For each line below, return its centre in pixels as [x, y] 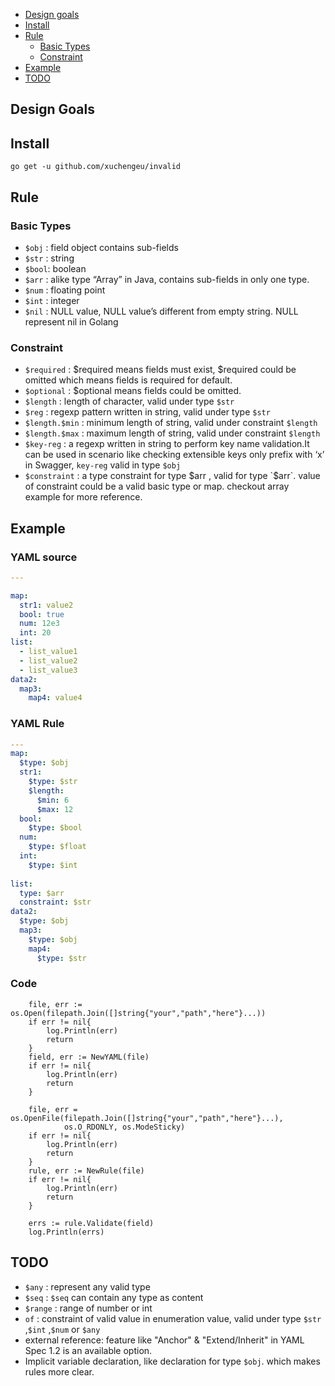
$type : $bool [55, 828]
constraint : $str [55, 902]
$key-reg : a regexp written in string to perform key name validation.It [167, 444]
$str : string [49, 258]
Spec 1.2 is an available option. [88, 1350]
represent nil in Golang [71, 321]
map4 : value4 [55, 698]
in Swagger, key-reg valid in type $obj [103, 465]
